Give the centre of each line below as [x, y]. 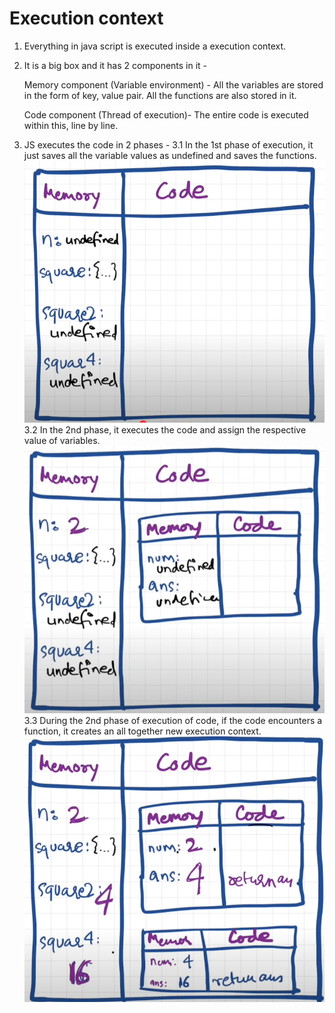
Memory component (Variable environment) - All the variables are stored [173, 84]
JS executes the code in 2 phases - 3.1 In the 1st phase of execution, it [168, 144]
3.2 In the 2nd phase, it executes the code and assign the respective [165, 429]
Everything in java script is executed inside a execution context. [155, 46]
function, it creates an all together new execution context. [142, 731]
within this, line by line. [71, 125]
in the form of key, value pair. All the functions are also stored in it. [160, 95]
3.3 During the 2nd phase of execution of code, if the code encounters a [173, 720]
